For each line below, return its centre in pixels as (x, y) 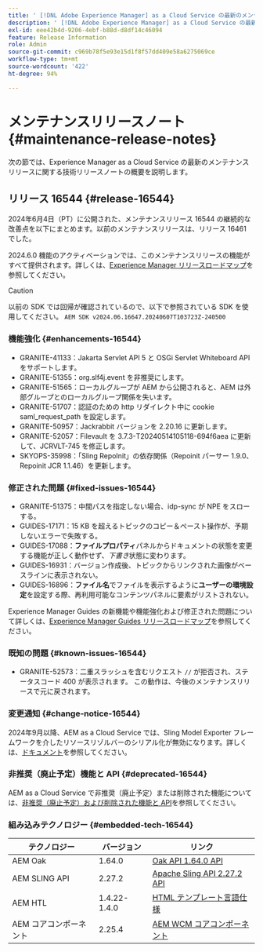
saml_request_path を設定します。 (75, 416)
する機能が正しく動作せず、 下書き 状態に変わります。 (104, 555)
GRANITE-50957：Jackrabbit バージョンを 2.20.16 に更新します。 (125, 426)
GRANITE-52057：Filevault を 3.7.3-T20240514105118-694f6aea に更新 (135, 436)
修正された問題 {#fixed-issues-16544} (82, 487)
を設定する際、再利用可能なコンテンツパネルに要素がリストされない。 (139, 594)
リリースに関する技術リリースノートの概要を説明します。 (100, 171)
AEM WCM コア (181, 925)
